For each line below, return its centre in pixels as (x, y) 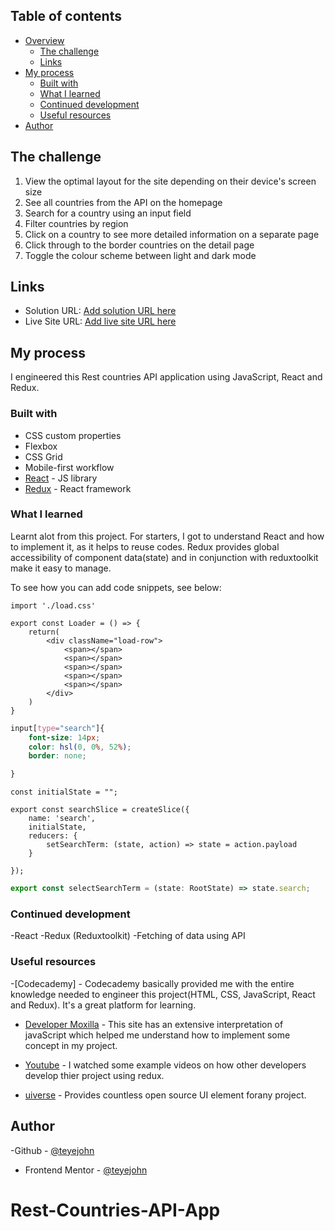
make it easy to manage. (61, 568)
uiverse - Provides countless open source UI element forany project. (165, 1095)
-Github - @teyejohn (52, 1150)
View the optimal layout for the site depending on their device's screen (170, 181)
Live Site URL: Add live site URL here (100, 321)
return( (44, 632)
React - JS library (61, 478)
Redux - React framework (78, 488)
